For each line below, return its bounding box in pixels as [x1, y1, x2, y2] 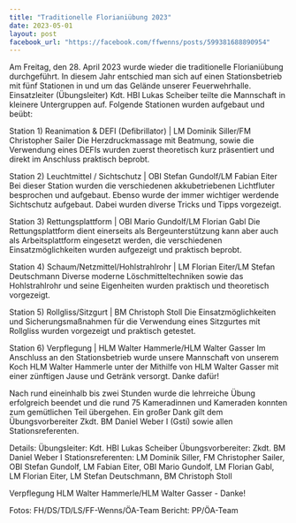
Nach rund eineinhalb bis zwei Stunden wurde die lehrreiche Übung [9, 388, 256, 398]
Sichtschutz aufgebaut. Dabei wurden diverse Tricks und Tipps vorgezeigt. [9, 200, 282, 210]
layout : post [9, 29, 57, 38]
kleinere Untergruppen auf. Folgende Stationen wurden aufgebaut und [9, 99, 265, 110]
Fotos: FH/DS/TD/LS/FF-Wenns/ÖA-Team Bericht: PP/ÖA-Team [9, 505, 239, 516]
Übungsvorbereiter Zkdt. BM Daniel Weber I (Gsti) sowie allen [9, 416, 233, 427]
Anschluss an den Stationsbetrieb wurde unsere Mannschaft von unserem [9, 352, 279, 363]
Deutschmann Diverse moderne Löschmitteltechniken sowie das [9, 271, 244, 282]
